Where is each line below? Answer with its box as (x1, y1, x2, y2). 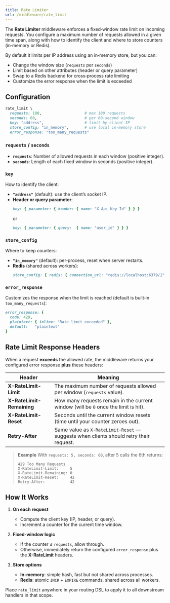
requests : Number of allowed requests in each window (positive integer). (12, 153, 164, 159)
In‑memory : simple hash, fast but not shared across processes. (20, 572, 153, 578)
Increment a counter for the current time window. (20, 521, 123, 527)
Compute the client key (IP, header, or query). (20, 516, 115, 522)
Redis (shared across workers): (12, 263, 78, 269)
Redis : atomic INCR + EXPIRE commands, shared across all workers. (20, 577, 160, 583)
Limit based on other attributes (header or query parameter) (12, 67, 138, 73)
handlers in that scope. (5, 592, 53, 598)
